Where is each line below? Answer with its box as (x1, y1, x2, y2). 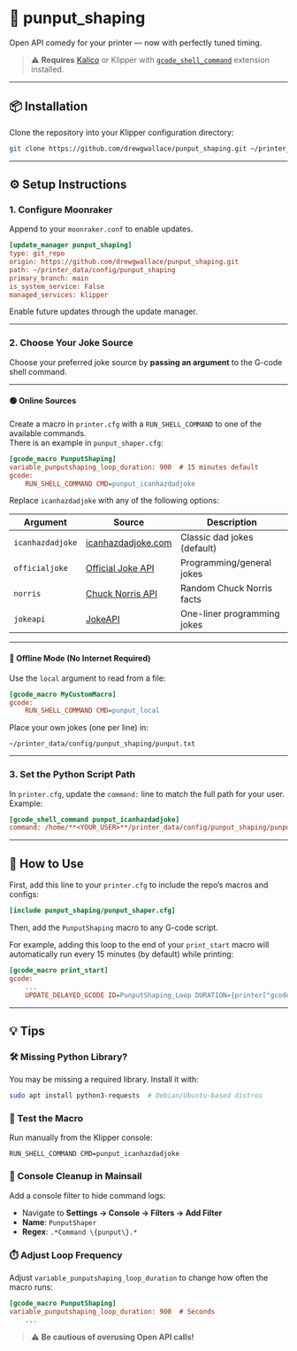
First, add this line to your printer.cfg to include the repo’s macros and (9, 879, 269, 890)
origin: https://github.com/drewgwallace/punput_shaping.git (9, 257, 240, 267)
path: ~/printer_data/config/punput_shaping (9, 265, 176, 274)
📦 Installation (9, 99, 88, 114)
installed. (30, 64, 65, 74)
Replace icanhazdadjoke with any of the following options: (9, 496, 219, 506)
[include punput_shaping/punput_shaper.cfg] (9, 906, 176, 916)
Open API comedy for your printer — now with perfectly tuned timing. (9, 37, 263, 48)
